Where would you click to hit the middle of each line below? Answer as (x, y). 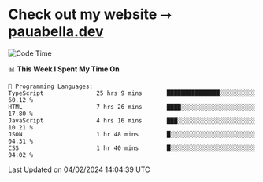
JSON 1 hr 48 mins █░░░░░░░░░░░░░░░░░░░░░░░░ (132, 134)
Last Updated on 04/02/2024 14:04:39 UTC (80, 169)
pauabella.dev (56, 32)
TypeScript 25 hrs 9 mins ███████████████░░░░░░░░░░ (132, 93)
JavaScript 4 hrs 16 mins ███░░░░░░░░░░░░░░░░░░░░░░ (132, 120)
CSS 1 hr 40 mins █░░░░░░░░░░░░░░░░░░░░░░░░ (132, 148)
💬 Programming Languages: (50, 86)
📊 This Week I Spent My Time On (64, 69)
